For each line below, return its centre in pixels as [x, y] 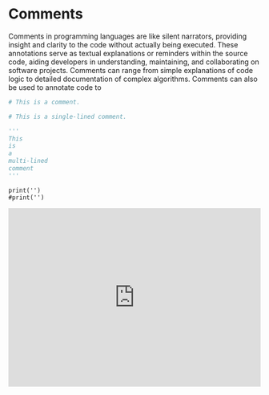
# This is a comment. [44, 102]
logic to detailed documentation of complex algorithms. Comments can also [133, 79]
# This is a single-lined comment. [68, 116]
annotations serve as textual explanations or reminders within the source [128, 53]
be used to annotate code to [55, 87]
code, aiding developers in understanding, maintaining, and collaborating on [134, 62]
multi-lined [28, 161]
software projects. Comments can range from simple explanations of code [131, 70]
